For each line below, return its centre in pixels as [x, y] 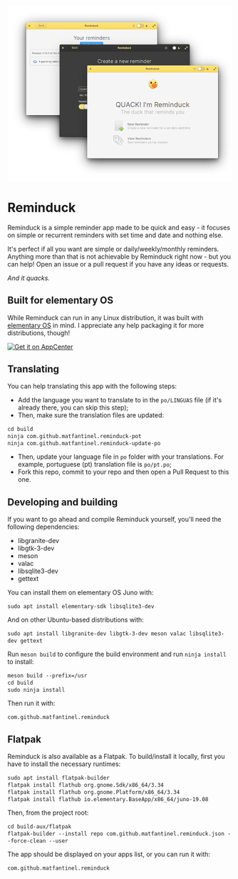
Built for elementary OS [61, 301]
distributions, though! [38, 333]
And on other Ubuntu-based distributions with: [76, 620]
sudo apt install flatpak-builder [59, 778]
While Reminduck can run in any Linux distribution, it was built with [105, 317]
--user [59, 841]
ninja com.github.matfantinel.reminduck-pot [74, 437]
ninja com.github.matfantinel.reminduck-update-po [84, 444]
